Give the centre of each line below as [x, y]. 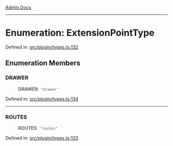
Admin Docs [18, 7]
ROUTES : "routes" [38, 128]
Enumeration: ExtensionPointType [80, 33]
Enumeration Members [43, 63]
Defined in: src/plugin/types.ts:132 [42, 47]
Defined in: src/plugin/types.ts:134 [42, 99]
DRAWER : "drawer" [38, 89]
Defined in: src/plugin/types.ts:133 [42, 138]
